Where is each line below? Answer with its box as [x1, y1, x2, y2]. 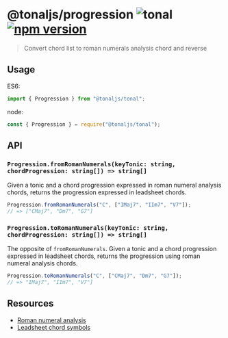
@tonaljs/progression [7, 7, 134, 23]
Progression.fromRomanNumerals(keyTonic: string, [7, 160, 176, 168]
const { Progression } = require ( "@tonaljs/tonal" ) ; [7, 120, 161, 128]
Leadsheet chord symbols [16, 323, 91, 331]
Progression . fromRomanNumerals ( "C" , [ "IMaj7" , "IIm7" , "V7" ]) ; [7, 202, 192, 209]
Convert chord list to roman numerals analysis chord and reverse [23, 44, 207, 52]
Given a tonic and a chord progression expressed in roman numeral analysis [7, 181, 222, 190]
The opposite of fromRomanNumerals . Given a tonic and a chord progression [7, 245, 217, 253]
